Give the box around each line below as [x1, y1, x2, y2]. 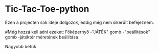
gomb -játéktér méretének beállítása [5, 34, 78, 40]
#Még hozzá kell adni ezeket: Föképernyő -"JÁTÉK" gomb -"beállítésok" [5, 29, 151, 35]
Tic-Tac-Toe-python [5, 3, 90, 15]
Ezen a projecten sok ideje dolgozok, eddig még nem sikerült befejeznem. [5, 19, 154, 25]
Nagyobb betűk [5, 43, 37, 49]
